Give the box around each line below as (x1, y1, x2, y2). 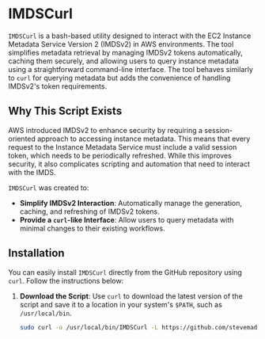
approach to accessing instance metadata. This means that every (36, 134, 251, 143)
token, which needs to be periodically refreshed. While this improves (8, 150, 232, 160)
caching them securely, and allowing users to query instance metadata (8, 56, 239, 66)
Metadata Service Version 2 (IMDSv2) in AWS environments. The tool (8, 39, 234, 48)
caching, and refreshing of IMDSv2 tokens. (19, 207, 160, 216)
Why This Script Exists (8, 105, 123, 118)
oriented (8, 134, 36, 143)
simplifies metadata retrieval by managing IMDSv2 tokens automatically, (8, 48, 243, 57)
